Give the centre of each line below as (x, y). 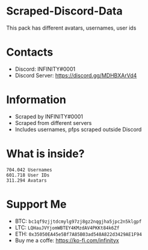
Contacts (30, 52)
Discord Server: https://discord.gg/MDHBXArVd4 (76, 75)
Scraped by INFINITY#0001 (49, 117)
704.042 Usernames (29, 170)
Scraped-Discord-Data (64, 11)
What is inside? (45, 154)
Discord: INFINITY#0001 (45, 69)
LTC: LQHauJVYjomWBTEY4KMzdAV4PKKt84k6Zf (67, 227)
